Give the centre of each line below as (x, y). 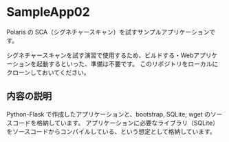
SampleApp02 (48, 12)
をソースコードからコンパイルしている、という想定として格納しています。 (111, 131)
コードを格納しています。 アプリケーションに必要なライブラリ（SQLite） (116, 123)
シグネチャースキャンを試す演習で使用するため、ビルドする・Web (100, 55)
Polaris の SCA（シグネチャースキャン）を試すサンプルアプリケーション (108, 32)
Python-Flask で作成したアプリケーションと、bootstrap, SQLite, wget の (109, 114)
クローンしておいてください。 (48, 72)
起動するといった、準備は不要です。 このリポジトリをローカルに (127, 63)
